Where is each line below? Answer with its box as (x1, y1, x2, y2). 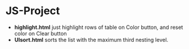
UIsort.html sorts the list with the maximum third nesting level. (14, 36, 169, 43)
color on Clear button (14, 30, 67, 37)
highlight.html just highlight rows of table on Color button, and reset (14, 24, 184, 31)
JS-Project (5, 4, 60, 18)
